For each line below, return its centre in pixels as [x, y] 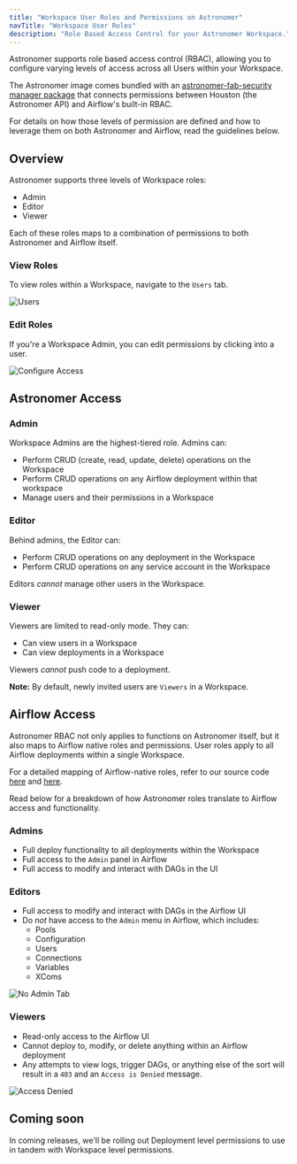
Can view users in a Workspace [80, 644]
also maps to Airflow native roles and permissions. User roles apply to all [141, 745]
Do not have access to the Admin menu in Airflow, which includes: [141, 921]
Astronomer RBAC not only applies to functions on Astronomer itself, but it [145, 736]
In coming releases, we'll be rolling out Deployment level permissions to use [147, 1140]
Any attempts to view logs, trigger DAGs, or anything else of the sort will [153, 1064]
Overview [37, 159]
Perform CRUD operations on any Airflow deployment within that [140, 479]
